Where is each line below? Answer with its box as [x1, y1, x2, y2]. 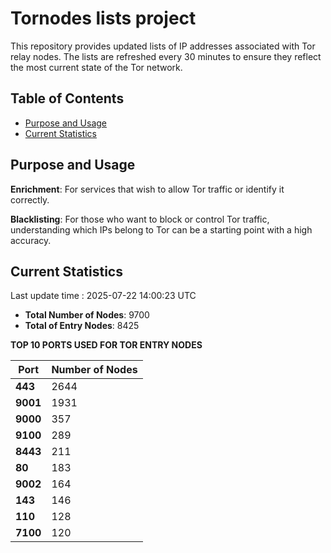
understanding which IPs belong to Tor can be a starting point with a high [10, 223, 313, 236]
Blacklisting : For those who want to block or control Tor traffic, [10, 213, 270, 225]
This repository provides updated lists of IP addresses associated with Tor [10, 40, 316, 52]
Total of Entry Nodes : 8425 [24, 320, 140, 332]
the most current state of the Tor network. [10, 61, 183, 73]
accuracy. [10, 234, 52, 246]
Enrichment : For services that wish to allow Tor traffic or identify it [10, 183, 285, 195]
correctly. [10, 193, 50, 206]
